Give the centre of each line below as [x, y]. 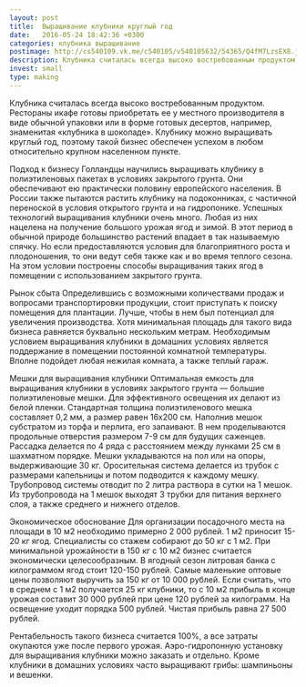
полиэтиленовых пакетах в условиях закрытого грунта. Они [126, 178]
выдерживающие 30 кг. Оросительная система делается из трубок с [144, 465]
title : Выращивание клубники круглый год [91, 26]
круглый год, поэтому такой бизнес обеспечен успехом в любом [137, 141]
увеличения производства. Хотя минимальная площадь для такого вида [151, 322]
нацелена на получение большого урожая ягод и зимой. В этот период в [151, 227]
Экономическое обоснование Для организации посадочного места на [147, 521]
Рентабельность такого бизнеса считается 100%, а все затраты [133, 636]
